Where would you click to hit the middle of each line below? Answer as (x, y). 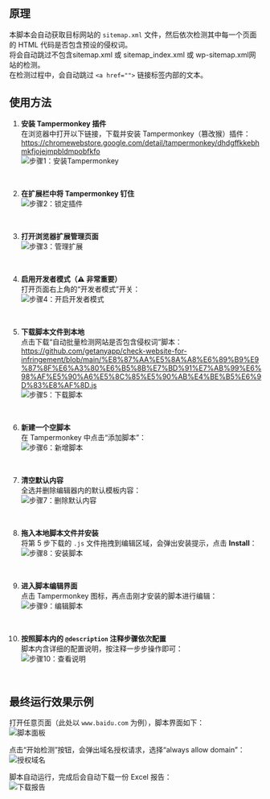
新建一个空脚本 (45, 427)
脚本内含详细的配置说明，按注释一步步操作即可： (102, 649)
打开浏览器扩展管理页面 (59, 236)
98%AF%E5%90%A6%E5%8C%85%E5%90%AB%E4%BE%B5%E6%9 (141, 377)
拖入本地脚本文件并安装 (59, 533)
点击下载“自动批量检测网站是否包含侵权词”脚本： (102, 342)
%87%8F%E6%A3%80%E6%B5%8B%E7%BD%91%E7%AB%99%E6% (141, 368)
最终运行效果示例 (51, 702)
